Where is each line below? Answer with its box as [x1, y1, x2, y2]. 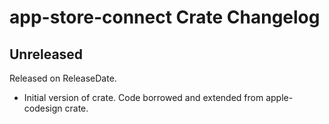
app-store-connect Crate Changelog [9, 6, 321, 29]
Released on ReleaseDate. [9, 72, 117, 84]
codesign [23, 102, 63, 114]
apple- [265, 92, 294, 103]
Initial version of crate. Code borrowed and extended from [23, 92, 264, 103]
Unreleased [9, 46, 84, 63]
